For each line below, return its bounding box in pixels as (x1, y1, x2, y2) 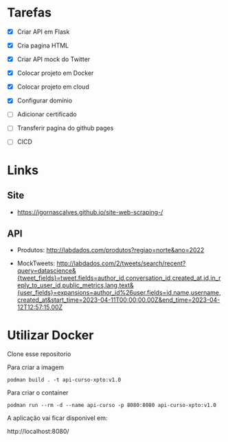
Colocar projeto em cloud (16, 82, 89, 91)
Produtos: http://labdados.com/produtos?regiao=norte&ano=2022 (16, 246, 205, 254)
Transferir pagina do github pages (16, 124, 114, 132)
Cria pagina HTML (16, 41, 69, 49)
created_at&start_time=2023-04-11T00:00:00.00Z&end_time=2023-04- (16, 296, 220, 304)
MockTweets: (16, 259, 56, 267)
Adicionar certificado (16, 110, 77, 118)
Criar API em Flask (16, 27, 70, 36)
